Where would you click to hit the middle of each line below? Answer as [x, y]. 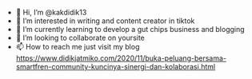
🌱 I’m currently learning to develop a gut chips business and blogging [130, 29]
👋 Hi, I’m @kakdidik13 [51, 12]
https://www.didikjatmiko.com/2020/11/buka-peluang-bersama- [121, 58]
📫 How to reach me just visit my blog [78, 47]
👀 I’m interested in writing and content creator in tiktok [105, 21]
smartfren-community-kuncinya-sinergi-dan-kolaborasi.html [116, 67]
